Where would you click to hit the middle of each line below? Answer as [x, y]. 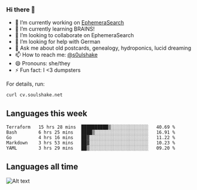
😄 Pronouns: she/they [43, 64]
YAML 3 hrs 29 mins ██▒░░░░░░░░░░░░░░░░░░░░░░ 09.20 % [91, 148]
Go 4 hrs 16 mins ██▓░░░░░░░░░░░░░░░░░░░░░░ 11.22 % [91, 138]
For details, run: [25, 84]
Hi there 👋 [21, 10]
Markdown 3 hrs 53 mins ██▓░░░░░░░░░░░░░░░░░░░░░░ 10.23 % [91, 143]
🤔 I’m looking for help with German [57, 42]
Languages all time [42, 166]
